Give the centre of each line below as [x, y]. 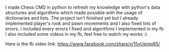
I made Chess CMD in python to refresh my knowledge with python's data [83, 7]
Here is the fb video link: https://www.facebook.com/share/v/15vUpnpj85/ [83, 44]
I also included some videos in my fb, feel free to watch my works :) [76, 34]
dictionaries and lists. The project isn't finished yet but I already [72, 18]
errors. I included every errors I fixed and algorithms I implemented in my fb [84, 29]
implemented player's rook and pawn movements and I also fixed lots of [81, 23]
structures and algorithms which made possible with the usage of [74, 13]
